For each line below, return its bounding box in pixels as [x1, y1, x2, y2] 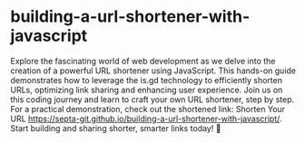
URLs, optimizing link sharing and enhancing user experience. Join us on [10, 84, 283, 95]
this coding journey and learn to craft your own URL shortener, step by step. [10, 93, 294, 105]
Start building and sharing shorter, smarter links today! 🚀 [10, 122, 221, 133]
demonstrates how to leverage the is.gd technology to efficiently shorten [10, 74, 282, 85]
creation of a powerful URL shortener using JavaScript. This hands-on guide [10, 65, 297, 76]
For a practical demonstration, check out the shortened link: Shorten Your [10, 103, 285, 114]
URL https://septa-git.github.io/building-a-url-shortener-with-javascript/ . [10, 113, 282, 124]
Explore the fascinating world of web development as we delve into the [10, 55, 276, 66]
